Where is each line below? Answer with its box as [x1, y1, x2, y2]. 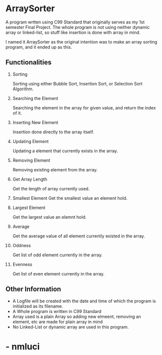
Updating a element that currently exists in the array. [12, 147, 118, 154]
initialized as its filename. [12, 303, 63, 309]
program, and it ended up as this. [5, 44, 72, 50]
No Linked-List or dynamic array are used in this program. [12, 324, 129, 330]
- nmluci [5, 341, 40, 352]
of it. [12, 110, 22, 116]
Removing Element [12, 157, 51, 163]
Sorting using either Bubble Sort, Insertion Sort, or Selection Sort [12, 81, 143, 86]
